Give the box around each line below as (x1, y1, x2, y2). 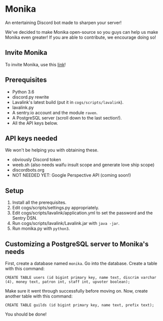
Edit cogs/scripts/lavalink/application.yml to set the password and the (12, 210, 153, 216)
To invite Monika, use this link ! (5, 61, 66, 67)
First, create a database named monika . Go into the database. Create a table (5, 261, 158, 266)
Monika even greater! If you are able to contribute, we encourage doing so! (5, 34, 157, 40)
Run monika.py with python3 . (12, 225, 70, 231)
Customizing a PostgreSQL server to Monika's (5, 240, 149, 248)
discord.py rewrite (12, 94, 49, 100)
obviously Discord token (12, 157, 61, 163)
